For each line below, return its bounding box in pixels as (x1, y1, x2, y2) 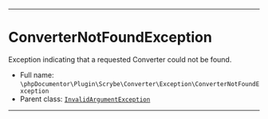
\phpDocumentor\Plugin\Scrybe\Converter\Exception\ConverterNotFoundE (19, 80, 260, 88)
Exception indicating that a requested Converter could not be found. (8, 54, 232, 64)
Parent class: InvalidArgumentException (19, 93, 151, 104)
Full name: (19, 69, 54, 80)
